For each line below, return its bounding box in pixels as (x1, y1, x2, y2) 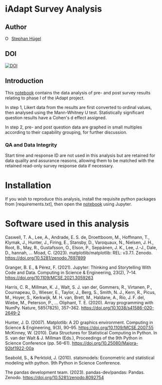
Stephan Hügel (11, 36, 41, 41)
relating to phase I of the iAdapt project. (5, 95, 85, 101)
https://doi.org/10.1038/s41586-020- (81, 305, 154, 311)
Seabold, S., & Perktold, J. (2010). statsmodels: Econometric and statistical (5, 354, 155, 361)
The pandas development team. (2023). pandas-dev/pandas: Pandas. (5, 369, 145, 375)
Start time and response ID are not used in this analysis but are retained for (5, 152, 156, 158)
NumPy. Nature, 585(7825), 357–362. (5, 305, 80, 311)
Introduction (5, 77, 44, 85)
